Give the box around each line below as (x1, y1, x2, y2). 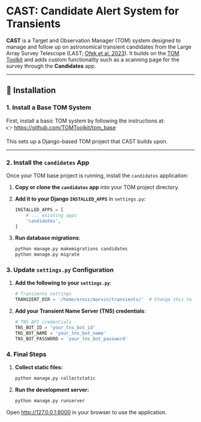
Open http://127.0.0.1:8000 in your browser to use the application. (6, 408, 167, 415)
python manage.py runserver (14, 397, 85, 403)
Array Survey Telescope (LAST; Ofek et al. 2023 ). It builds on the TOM (6, 49, 179, 56)
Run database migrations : (14, 234, 81, 241)
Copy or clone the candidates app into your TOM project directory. (14, 183, 179, 190)
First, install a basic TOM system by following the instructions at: (6, 117, 166, 124)
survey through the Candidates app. (6, 62, 96, 70)
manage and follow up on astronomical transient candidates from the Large (6, 43, 192, 50)
